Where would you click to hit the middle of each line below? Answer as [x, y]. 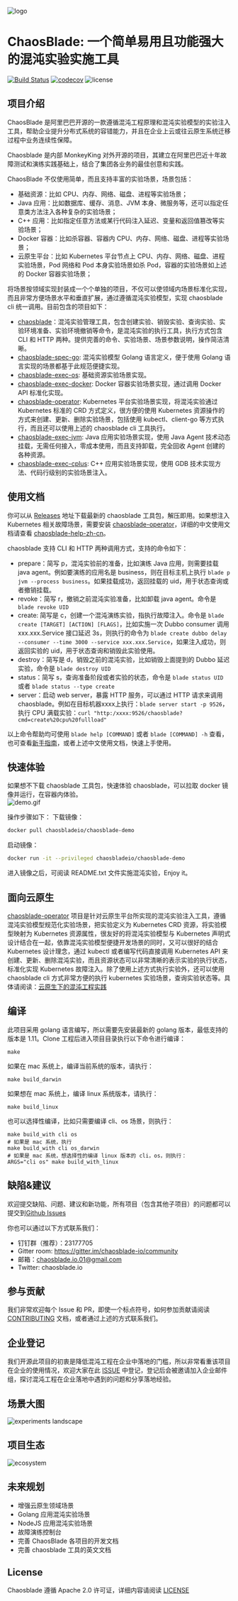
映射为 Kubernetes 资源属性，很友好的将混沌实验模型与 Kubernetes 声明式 [122, 934]
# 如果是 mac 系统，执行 [40, 1142]
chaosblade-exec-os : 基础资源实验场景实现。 [84, 375]
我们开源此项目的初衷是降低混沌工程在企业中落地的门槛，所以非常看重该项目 [119, 1361]
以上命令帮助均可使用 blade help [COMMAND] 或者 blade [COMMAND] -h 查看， [118, 733]
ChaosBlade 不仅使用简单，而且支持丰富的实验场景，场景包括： [100, 179]
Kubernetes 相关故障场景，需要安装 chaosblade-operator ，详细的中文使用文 [119, 524]
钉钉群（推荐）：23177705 [55, 1243]
